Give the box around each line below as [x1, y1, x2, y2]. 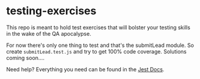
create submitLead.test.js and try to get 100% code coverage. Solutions [6, 48, 187, 55]
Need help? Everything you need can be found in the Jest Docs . [6, 65, 165, 72]
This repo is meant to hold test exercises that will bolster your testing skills [6, 24, 190, 31]
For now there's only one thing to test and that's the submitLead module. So [6, 42, 194, 49]
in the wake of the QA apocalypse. [6, 30, 91, 37]
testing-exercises [6, 4, 97, 18]
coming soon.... [6, 54, 45, 61]
